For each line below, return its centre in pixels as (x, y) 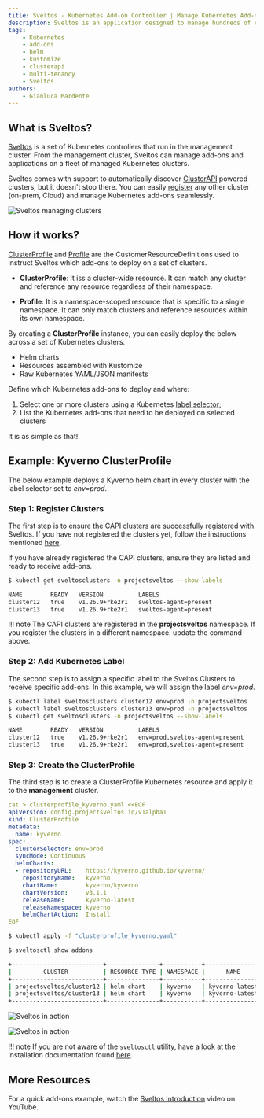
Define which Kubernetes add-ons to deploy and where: (99, 389)
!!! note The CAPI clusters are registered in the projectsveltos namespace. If (132, 624)
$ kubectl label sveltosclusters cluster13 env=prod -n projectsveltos (128, 709)
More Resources (49, 1080)
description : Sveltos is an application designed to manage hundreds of (130, 23)
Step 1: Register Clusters (56, 508)
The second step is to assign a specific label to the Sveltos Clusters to (122, 678)
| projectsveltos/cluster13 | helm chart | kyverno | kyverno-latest (133, 994)
